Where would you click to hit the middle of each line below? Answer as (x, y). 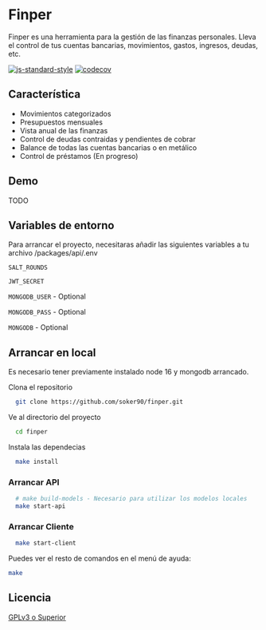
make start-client (46, 543)
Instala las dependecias (47, 447)
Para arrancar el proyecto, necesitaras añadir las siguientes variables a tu (129, 244)
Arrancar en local (52, 353)
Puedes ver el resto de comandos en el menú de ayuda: (100, 559)
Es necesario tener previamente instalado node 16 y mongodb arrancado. (129, 372)
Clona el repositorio (41, 387)
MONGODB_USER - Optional (47, 296)
